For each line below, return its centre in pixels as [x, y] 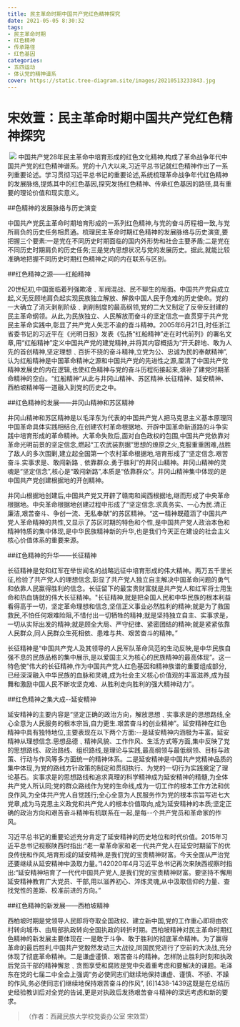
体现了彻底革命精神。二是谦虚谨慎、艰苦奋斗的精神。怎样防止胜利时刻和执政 [120, 957]
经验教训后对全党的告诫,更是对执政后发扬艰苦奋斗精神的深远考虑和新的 [118, 992]
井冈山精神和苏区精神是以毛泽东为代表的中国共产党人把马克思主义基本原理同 [120, 418]
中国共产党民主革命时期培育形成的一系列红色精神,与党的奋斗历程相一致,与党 [119, 223]
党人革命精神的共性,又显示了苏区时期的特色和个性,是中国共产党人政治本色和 [119, 522]
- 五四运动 [21, 67]
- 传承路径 [21, 47]
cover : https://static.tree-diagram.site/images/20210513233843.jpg [111, 80]
